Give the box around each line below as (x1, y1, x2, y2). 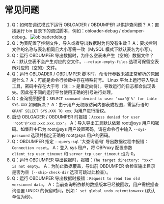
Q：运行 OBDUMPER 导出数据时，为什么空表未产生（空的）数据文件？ (11, 52, 154, 58)
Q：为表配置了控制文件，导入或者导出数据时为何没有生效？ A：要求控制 (11, 40, 158, 46)
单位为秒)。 (11, 194, 35, 200)
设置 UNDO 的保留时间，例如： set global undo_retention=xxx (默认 (16, 187, 156, 193)
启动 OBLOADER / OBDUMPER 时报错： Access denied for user (11, 114, 140, 119)
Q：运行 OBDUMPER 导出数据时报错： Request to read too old (11, 175, 140, 181)
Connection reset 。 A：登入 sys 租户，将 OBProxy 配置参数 (11, 145, 133, 150)
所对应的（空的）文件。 (11, 64, 59, 70)
